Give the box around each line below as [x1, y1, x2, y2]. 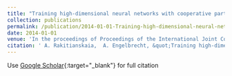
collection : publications [7, 17, 81, 23]
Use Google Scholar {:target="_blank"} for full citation [7, 61, 159, 69]
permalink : [7, 23, 39, 30]
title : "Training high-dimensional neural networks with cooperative [7, 10, 212, 17]
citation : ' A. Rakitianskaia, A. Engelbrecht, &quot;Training [7, 42, 196, 49]
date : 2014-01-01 [7, 29, 57, 37]
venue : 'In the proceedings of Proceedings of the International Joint [7, 36, 217, 43]
